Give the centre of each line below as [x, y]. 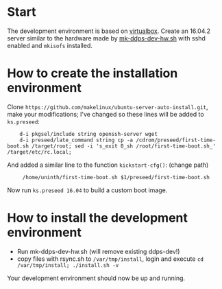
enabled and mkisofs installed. [50, 45]
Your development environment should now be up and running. [96, 278]
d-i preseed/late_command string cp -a [76, 140]
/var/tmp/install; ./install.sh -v [68, 265]
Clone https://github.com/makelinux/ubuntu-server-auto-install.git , [108, 106]
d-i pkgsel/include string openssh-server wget [88, 134]
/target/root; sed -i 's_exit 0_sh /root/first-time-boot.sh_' [124, 146]
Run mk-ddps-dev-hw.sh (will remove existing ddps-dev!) [98, 251]
